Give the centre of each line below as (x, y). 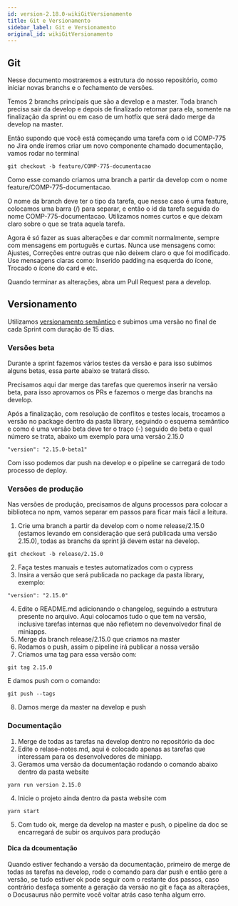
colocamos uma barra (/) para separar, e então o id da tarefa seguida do (113, 209)
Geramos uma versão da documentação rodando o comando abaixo (118, 764)
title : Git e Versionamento (49, 21)
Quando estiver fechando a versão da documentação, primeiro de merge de (119, 864)
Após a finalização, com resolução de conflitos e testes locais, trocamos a (117, 414)
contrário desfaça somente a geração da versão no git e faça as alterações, (119, 887)
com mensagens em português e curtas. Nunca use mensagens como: (112, 245)
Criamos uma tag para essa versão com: (77, 654)
